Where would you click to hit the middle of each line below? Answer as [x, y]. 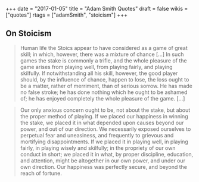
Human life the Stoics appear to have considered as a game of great [104, 48]
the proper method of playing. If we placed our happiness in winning [104, 116]
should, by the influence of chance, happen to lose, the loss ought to [105, 79]
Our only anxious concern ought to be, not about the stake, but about [105, 110]
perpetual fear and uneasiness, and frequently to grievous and [97, 135]
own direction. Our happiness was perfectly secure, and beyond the [103, 167]
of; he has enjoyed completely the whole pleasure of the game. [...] [102, 98]
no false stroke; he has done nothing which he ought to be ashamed [104, 92]
